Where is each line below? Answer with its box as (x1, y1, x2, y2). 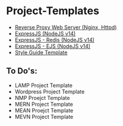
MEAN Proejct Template (14, 106, 74, 114)
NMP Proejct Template (14, 94, 70, 101)
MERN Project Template (14, 101, 73, 108)
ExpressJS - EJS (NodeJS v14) (14, 43, 91, 50)
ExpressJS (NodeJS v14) (14, 30, 76, 37)
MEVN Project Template (14, 113, 74, 120)
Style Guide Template (14, 49, 68, 56)
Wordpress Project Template (14, 88, 85, 95)
